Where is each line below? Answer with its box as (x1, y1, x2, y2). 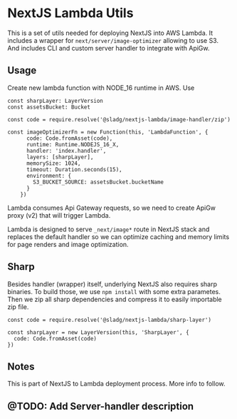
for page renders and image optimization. (7, 240, 130, 248)
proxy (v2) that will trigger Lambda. (7, 211, 111, 219)
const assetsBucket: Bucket (7, 104, 91, 111)
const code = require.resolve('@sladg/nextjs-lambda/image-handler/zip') (7, 116, 231, 123)
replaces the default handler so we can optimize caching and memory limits (7, 232, 230, 241)
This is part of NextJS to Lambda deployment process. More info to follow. (7, 380, 226, 388)
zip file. (7, 302, 29, 311)
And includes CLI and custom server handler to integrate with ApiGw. (7, 44, 210, 52)
